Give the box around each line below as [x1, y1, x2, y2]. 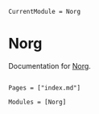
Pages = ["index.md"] [8, 83, 81, 92]
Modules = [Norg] [8, 98, 67, 106]
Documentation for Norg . [8, 61, 91, 70]
